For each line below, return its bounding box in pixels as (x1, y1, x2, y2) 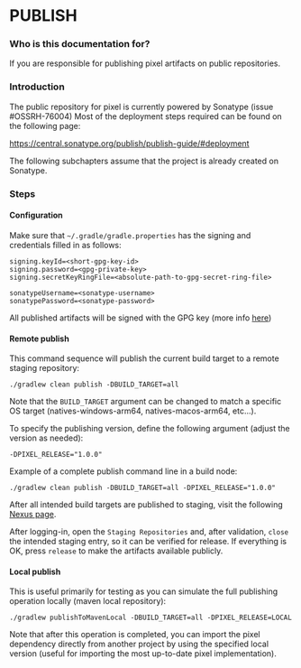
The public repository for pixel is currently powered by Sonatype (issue (9, 101, 274, 112)
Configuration (9, 209, 63, 221)
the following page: (9, 120, 81, 131)
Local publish (9, 566, 61, 577)
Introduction (9, 80, 65, 93)
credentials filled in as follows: (9, 239, 122, 250)
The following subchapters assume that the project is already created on (9, 155, 279, 166)
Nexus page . (9, 509, 57, 520)
